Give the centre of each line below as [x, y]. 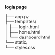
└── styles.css [20, 47]
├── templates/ [21, 22]
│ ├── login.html [22, 27]
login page [16, 7]
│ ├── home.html [23, 32]
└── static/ [16, 42]
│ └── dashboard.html [28, 37]
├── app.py [17, 16]
